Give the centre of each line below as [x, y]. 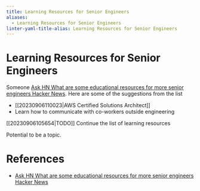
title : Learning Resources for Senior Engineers [68, 12]
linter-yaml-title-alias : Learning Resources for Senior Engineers [92, 28]
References [35, 159]
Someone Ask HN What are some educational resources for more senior [95, 87]
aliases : [17, 17]
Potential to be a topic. [34, 135]
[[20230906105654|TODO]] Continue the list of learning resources [88, 123]
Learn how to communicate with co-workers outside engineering [95, 112]
